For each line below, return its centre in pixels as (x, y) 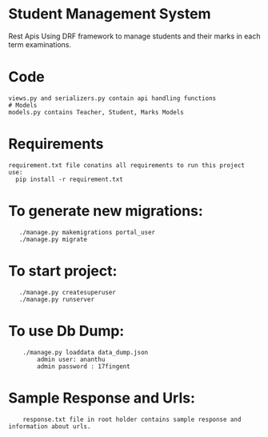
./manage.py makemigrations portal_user (87, 232)
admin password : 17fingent (84, 366)
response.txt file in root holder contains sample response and (132, 419)
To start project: (63, 271)
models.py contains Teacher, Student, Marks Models (96, 112)
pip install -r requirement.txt (70, 179)
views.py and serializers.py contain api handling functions (112, 98)
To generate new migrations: (106, 211)
